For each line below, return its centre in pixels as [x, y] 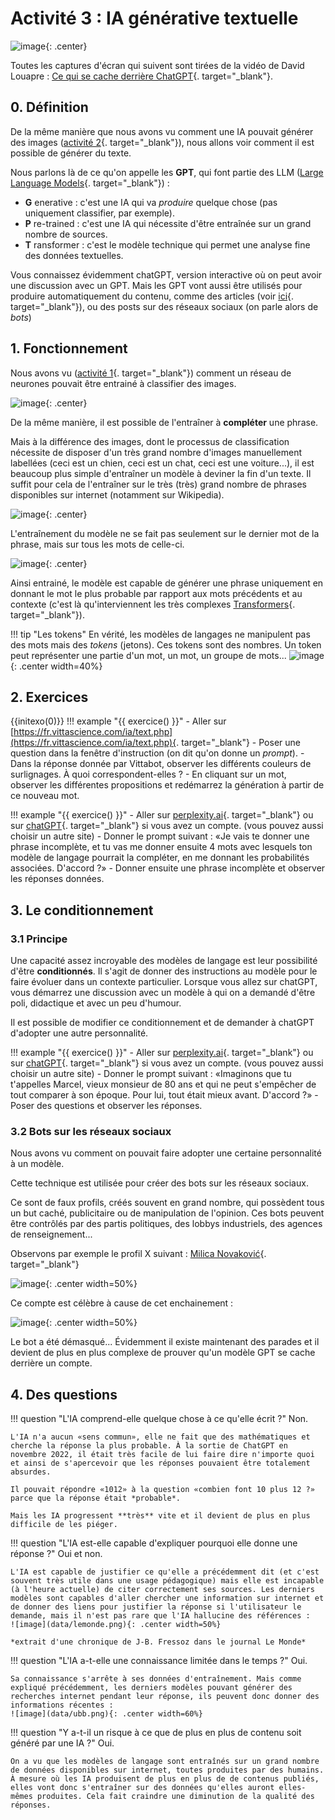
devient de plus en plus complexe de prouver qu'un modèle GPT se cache [163, 1353]
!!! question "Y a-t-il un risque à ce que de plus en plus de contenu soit [156, 1733]
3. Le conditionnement [82, 910]
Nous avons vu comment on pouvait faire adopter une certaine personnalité [166, 1153]
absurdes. [31, 1472]
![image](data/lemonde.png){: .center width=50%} [116, 1625]
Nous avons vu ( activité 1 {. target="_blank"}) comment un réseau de [151, 373]
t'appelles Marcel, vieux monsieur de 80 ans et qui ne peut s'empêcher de [163, 1084]
